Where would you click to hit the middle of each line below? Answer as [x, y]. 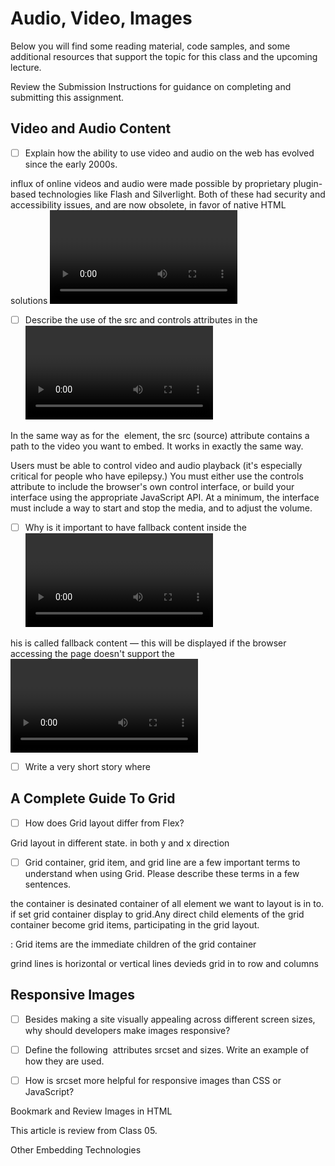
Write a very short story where [87, 766]
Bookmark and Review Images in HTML [91, 1111]
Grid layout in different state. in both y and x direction [120, 843]
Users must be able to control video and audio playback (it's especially [156, 465]
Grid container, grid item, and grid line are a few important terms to [162, 862]
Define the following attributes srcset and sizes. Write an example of [167, 1049]
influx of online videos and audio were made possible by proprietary [151, 183]
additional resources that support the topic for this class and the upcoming [164, 56]
